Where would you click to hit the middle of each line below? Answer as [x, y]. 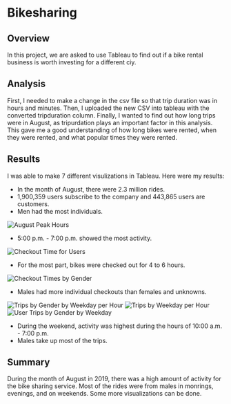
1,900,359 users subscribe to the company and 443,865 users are [111, 196]
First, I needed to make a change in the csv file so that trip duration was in [112, 100]
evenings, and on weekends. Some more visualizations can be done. [104, 394]
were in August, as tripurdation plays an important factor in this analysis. [110, 122]
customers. [33, 204]
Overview [29, 38]
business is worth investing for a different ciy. [72, 62]
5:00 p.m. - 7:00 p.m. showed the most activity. [84, 238]
